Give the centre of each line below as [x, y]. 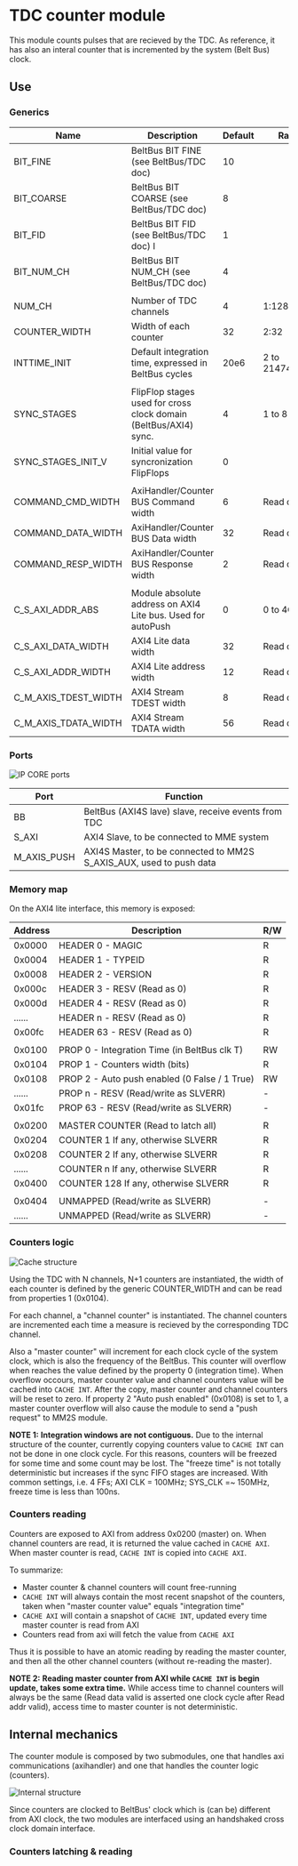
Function [184, 796]
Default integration [170, 351]
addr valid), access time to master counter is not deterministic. [123, 1706]
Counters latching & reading [71, 1851]
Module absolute [166, 592]
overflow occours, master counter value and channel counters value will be [147, 1379]
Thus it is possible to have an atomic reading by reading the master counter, [148, 1652]
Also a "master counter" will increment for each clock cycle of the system [144, 1351]
